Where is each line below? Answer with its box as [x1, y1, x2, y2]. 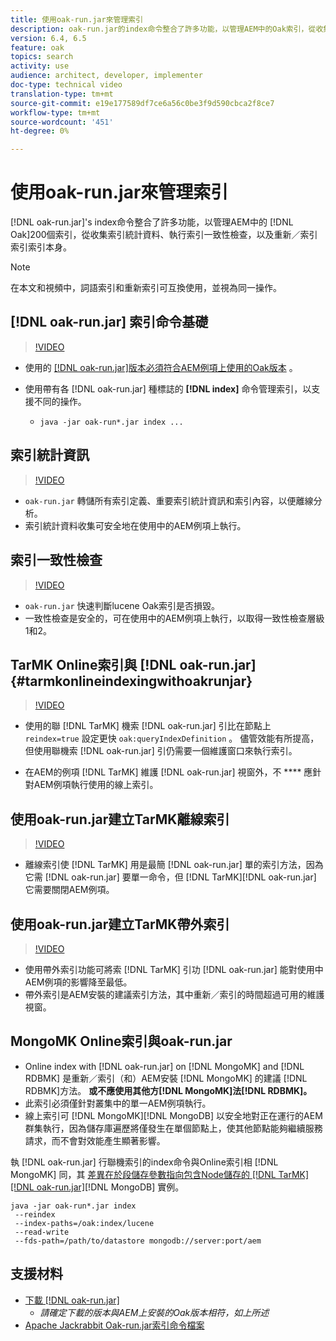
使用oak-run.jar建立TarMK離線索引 [10, 811, 230, 828]
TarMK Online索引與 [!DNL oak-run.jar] [10, 656, 257, 673]
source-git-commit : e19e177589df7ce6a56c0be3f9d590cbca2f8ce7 [10, 98, 275, 108]
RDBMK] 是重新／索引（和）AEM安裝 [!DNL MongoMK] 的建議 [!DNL [24, 1072, 308, 1084]
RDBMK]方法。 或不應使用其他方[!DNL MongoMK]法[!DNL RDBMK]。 [24, 1084, 313, 1096]
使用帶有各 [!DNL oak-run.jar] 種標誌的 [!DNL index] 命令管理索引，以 [24, 382, 312, 395]
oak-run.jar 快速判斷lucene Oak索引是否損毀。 [24, 599, 220, 611]
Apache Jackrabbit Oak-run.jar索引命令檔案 [24, 1319, 205, 1331]
